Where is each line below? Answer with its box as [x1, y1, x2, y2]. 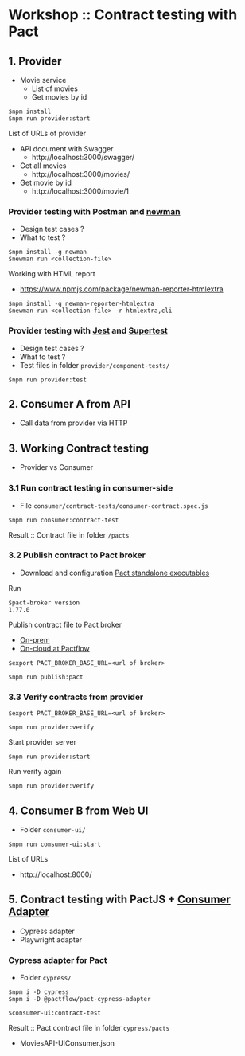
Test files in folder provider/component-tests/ [19, 360, 170, 370]
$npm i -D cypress [8, 988, 69, 996]
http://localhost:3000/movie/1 [31, 186, 130, 196]
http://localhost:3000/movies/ [31, 170, 130, 178]
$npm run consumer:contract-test [8, 516, 119, 524]
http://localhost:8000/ [19, 870, 92, 879]
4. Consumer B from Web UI [8, 804, 149, 817]
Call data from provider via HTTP [19, 418, 128, 428]
